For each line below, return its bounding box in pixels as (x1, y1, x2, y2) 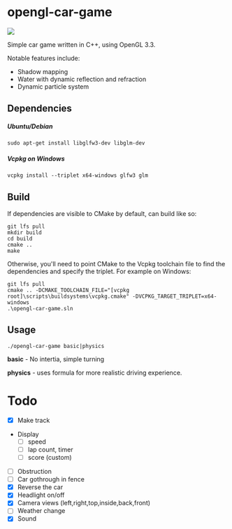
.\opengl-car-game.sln (7, 305, 73, 312)
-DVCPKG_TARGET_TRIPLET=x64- (132, 293, 217, 300)
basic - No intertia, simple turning (7, 354, 105, 363)
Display (17, 430, 40, 438)
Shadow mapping (17, 67, 68, 75)
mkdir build (7, 229, 42, 236)
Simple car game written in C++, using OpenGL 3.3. (7, 40, 156, 49)
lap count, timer (27, 445, 73, 454)
